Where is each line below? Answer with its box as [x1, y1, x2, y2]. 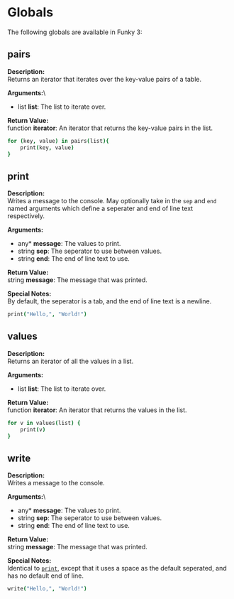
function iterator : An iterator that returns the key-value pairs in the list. [7, 124, 213, 132]
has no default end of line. [7, 571, 84, 580]
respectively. [7, 212, 45, 220]
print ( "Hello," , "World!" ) [7, 311, 87, 318]
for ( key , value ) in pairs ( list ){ [7, 137, 110, 144]
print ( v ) [20, 426, 46, 433]
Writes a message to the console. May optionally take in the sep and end [7, 197, 217, 205]
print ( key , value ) [20, 144, 74, 151]
